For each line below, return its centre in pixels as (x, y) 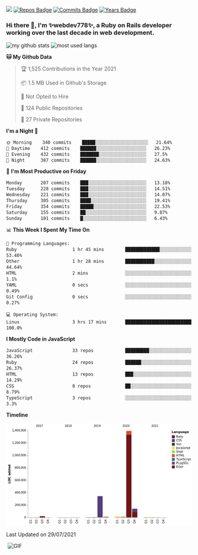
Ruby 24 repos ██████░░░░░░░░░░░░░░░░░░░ (99, 362)
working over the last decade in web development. (80, 33)
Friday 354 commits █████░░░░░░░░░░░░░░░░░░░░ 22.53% (88, 207)
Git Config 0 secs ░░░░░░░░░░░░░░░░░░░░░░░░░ (99, 297)
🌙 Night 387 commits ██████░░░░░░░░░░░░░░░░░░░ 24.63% (88, 161)
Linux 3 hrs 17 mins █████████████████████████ (99, 322)
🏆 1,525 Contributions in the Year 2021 (68, 69)
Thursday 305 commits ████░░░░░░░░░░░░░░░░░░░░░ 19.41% (88, 201)
